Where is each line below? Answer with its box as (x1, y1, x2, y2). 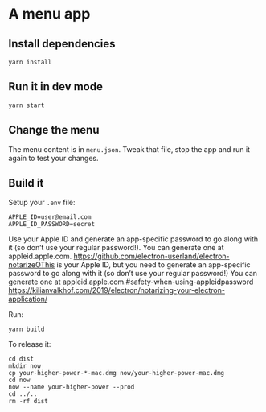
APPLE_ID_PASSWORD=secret (8, 220, 95, 229)
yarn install (8, 58, 52, 66)
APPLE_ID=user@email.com (8, 213, 92, 221)
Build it (8, 176, 44, 190)
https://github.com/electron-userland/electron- (73, 251, 231, 262)
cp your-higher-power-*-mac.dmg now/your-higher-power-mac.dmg (8, 369, 225, 377)
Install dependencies (8, 37, 116, 51)
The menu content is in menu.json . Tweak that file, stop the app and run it (8, 144, 251, 154)
